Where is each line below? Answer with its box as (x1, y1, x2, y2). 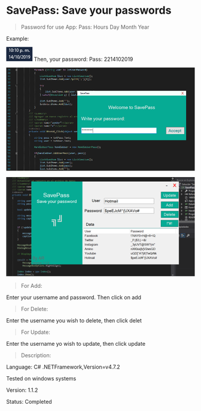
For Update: (20, 328, 51, 336)
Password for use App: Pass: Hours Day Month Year (20, 23, 150, 31)
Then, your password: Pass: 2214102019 (33, 55, 133, 63)
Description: (20, 352, 51, 359)
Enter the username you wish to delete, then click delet (6, 317, 142, 324)
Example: (6, 35, 29, 42)
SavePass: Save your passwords (6, 4, 172, 17)
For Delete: (20, 306, 48, 313)
